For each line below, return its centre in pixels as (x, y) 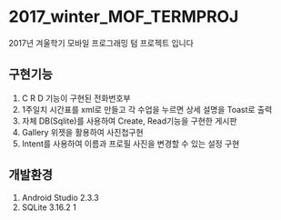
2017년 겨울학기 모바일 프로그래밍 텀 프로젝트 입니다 (101, 43)
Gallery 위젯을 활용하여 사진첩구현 (82, 132)
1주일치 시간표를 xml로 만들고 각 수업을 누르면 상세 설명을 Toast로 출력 (147, 109)
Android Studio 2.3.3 (60, 197)
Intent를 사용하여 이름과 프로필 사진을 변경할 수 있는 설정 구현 (130, 144)
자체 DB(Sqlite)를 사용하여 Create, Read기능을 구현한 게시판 (129, 121)
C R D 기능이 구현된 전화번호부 (76, 98)
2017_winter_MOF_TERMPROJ (124, 17)
